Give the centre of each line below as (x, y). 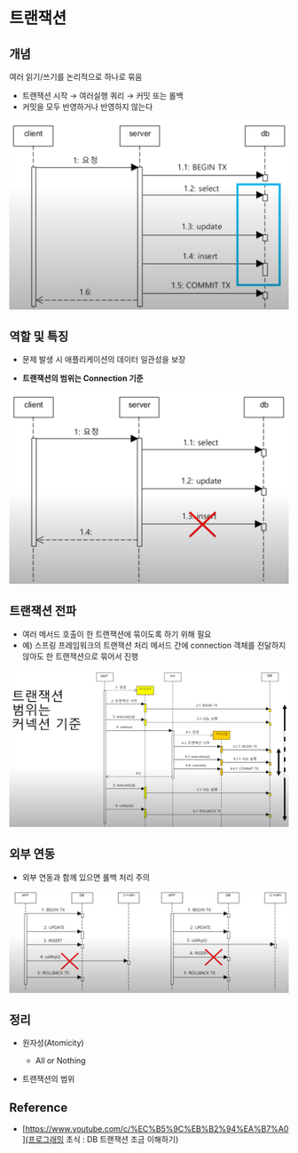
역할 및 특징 (39, 336)
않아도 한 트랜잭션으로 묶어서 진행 (80, 656)
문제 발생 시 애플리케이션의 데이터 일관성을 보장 (104, 360)
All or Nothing (60, 1061)
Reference (39, 1107)
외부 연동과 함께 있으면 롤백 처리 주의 (86, 877)
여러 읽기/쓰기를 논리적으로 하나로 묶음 (76, 77)
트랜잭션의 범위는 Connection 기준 (82, 378)
